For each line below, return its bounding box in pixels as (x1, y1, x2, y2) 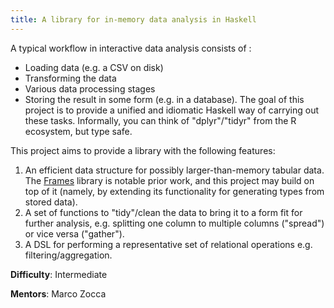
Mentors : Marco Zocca (10, 287, 107, 300)
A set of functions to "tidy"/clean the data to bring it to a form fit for (24, 206, 303, 218)
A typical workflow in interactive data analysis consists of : (10, 42, 252, 54)
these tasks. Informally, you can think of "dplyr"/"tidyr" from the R (24, 114, 297, 126)
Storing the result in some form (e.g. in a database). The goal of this (24, 93, 305, 105)
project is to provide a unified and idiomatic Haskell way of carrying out (24, 104, 320, 116)
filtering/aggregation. (24, 249, 113, 261)
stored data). (24, 196, 78, 208)
